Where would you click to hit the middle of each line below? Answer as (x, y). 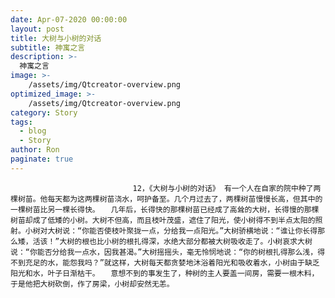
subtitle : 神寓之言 (48, 47)
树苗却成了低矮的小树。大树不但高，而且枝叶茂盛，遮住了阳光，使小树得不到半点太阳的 (163, 220)
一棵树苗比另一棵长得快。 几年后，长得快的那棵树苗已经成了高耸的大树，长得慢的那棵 (165, 209)
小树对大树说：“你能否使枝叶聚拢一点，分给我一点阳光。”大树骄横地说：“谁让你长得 (171, 231)
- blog (33, 131)
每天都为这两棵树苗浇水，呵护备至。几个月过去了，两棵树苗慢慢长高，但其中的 (185, 199)
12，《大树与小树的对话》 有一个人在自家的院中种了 (223, 188)
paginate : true (42, 159)
